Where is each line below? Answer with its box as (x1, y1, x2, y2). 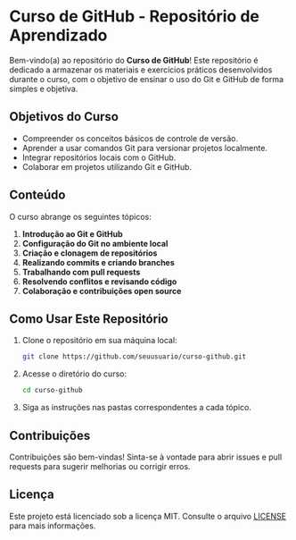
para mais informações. (9, 520, 96, 531)
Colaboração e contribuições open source (21, 285, 182, 296)
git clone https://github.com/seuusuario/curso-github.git (21, 352, 247, 361)
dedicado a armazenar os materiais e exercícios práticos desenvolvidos (9, 64, 273, 75)
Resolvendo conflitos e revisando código (21, 275, 177, 287)
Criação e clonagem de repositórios (21, 248, 158, 258)
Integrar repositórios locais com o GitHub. (21, 152, 177, 163)
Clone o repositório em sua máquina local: (21, 335, 177, 346)
